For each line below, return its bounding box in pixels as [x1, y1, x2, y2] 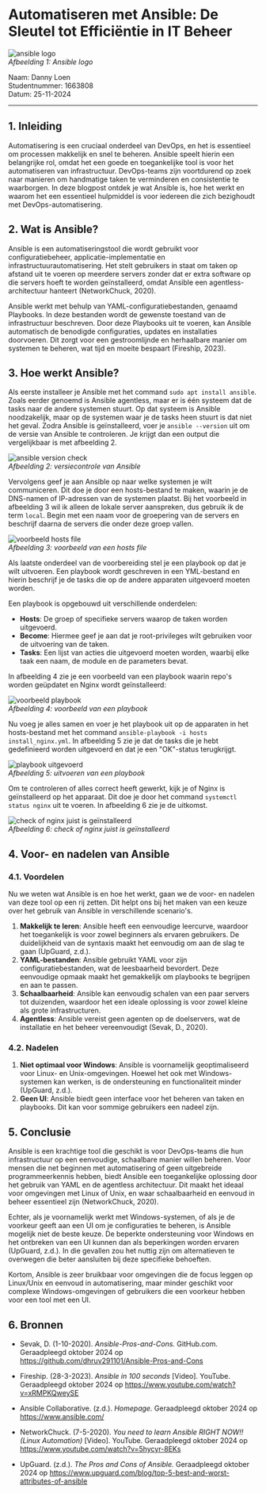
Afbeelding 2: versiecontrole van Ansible [8, 461, 141, 471]
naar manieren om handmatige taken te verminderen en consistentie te [8, 174, 239, 184]
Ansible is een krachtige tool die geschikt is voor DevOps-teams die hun [8, 1147, 244, 1156]
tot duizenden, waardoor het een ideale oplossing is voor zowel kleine [19, 997, 248, 1007]
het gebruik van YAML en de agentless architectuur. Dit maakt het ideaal [8, 1180, 244, 1190]
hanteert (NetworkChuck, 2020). [49, 285, 157, 295]
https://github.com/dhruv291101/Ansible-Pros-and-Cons [19, 1356, 203, 1365]
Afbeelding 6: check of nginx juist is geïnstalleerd [8, 825, 170, 834]
